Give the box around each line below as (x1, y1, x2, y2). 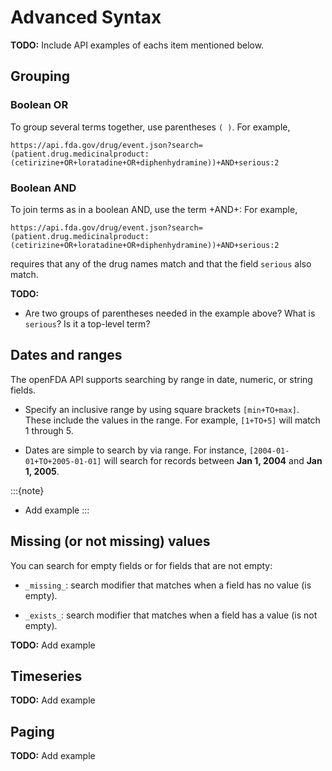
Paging (10, 723, 55, 740)
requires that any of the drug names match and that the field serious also (10, 257, 312, 270)
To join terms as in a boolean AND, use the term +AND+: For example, (10, 203, 298, 215)
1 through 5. (24, 424, 74, 436)
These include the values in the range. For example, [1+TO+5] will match (24, 414, 321, 426)
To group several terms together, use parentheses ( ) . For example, (10, 121, 291, 133)
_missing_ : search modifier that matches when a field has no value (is (24, 579, 312, 591)
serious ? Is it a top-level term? (24, 317, 151, 330)
